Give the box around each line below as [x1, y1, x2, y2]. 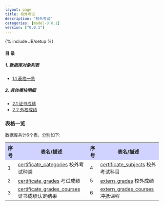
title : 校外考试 [5, 12, 35, 17]
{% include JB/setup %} [5, 38, 54, 44]
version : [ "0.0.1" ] [5, 25, 45, 30]
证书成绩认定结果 [18, 192, 57, 199]
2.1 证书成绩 [12, 101, 36, 106]
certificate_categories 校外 [18, 161, 79, 168]
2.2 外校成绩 [12, 106, 38, 112]
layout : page [5, 7, 32, 12]
